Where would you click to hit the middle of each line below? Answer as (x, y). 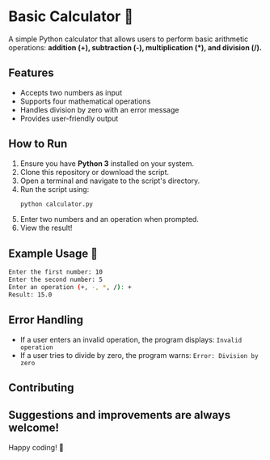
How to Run (38, 144)
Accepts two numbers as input (71, 92)
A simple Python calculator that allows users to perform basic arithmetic (129, 39)
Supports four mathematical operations (85, 101)
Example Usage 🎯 (53, 253)
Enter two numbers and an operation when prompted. (110, 219)
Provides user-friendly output (69, 118)
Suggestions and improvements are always (120, 415)
